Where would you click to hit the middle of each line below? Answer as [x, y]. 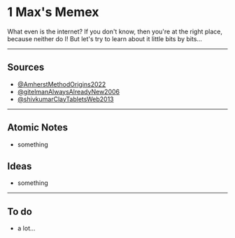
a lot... [27, 228]
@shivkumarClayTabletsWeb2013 [65, 99]
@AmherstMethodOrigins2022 [62, 84]
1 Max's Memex [53, 12]
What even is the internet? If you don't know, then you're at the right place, [115, 31]
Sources [26, 67]
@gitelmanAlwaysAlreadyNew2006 [69, 91]
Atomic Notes [38, 127]
